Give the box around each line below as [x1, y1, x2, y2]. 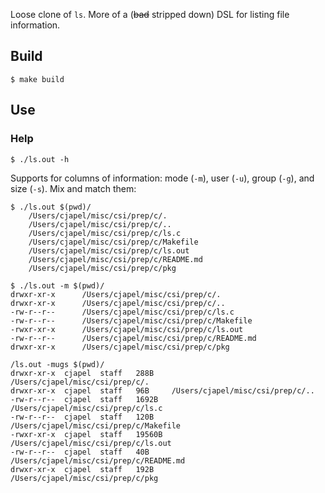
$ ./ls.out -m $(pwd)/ [10, 280, 105, 291]
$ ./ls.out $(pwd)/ [10, 202, 92, 212]
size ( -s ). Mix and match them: [10, 182, 137, 194]
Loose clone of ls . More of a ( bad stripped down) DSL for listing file [10, 9, 290, 20]
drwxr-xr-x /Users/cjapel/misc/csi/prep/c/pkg [10, 342, 230, 352]
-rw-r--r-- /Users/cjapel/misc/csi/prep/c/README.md [10, 333, 257, 343]
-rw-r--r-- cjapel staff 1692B [10, 394, 159, 404]
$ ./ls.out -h [10, 154, 70, 164]
